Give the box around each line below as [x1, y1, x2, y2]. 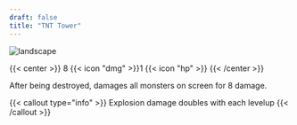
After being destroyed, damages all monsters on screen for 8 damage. [9, 80, 268, 90]
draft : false [9, 12, 58, 22]
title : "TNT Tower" [9, 21, 82, 30]
